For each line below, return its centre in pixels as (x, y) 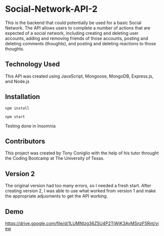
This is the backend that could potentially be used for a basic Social (73, 23)
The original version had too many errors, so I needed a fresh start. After (78, 186)
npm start (15, 117)
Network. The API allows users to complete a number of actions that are (78, 28)
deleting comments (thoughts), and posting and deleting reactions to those (81, 43)
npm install (17, 108)
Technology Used (33, 64)
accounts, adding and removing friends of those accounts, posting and (77, 38)
